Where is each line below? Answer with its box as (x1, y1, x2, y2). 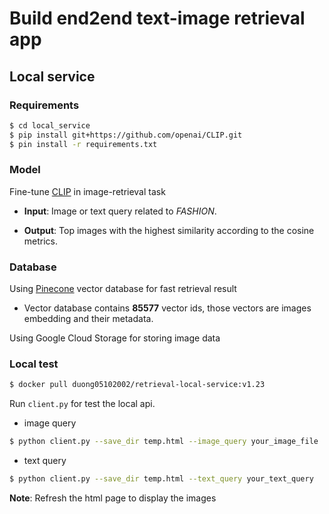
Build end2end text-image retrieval (9, 7, 306, 30)
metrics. (23, 235, 59, 247)
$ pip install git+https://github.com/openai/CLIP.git (9, 130, 243, 140)
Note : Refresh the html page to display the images (9, 492, 217, 504)
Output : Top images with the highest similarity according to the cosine (23, 224, 315, 236)
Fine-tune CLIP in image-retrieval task (9, 185, 166, 197)
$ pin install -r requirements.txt (9, 139, 158, 149)
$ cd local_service (9, 120, 91, 131)
